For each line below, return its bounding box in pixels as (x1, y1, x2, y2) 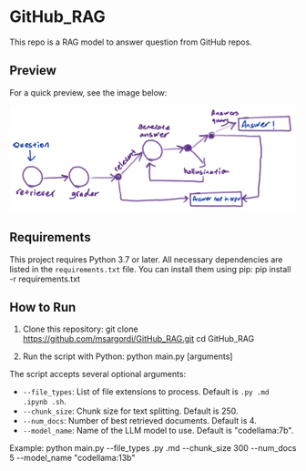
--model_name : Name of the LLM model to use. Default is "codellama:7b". (22, 425, 294, 436)
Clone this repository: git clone (22, 323, 138, 334)
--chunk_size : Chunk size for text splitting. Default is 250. (22, 405, 239, 416)
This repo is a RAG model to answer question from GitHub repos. (9, 36, 252, 47)
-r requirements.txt (9, 273, 80, 284)
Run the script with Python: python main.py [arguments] (22, 351, 233, 362)
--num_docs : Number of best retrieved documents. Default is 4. (22, 415, 257, 426)
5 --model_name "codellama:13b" (9, 453, 136, 464)
